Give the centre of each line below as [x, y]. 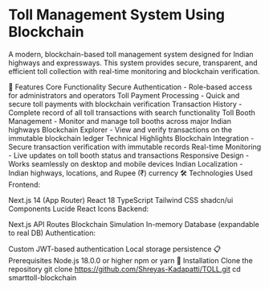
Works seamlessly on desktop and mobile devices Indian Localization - [126, 163]
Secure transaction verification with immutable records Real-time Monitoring [135, 147]
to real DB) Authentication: [52, 233]
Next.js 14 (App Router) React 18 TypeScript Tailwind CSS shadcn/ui [121, 200]
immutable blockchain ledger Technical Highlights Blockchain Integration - [131, 138]
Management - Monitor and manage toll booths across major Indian [120, 121]
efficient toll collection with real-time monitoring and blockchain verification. [134, 71]
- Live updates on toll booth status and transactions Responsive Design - [129, 155]
